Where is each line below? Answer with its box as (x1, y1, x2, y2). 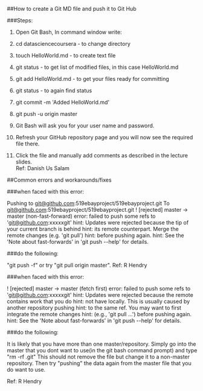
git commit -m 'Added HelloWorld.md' (15, 99, 110, 106)
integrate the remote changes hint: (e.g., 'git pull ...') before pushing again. (7, 311, 192, 317)
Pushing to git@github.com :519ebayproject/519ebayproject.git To (7, 200, 170, 207)
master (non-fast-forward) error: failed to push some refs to (7, 212, 156, 220)
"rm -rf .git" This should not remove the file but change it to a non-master (7, 353, 190, 360)
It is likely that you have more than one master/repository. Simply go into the (7, 340, 196, 348)
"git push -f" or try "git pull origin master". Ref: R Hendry (7, 262, 147, 269)
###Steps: (7, 17, 33, 24)
